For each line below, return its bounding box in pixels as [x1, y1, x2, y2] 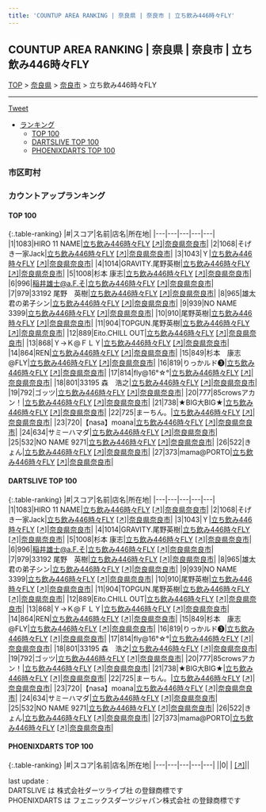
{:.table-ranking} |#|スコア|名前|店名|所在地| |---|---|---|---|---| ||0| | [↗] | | [8, 760, 250, 770]
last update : [8, 775, 49, 786]
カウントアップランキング [8, 190, 105, 202]
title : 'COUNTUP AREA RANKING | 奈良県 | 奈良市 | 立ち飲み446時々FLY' [8, 11, 235, 20]
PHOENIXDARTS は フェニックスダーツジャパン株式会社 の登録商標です [8, 795, 241, 805]
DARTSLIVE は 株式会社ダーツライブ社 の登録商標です [8, 785, 184, 795]
